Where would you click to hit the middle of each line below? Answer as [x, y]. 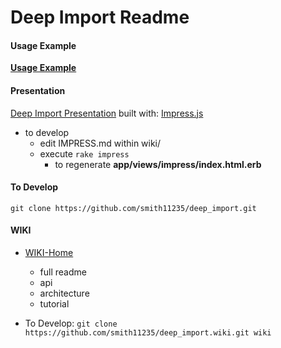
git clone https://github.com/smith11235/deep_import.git [133, 208]
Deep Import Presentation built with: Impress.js [107, 113]
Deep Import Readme [100, 17]
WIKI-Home [49, 252]
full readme [63, 272]
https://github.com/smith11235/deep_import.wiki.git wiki [148, 333]
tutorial [54, 304]
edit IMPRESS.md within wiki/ [100, 143]
